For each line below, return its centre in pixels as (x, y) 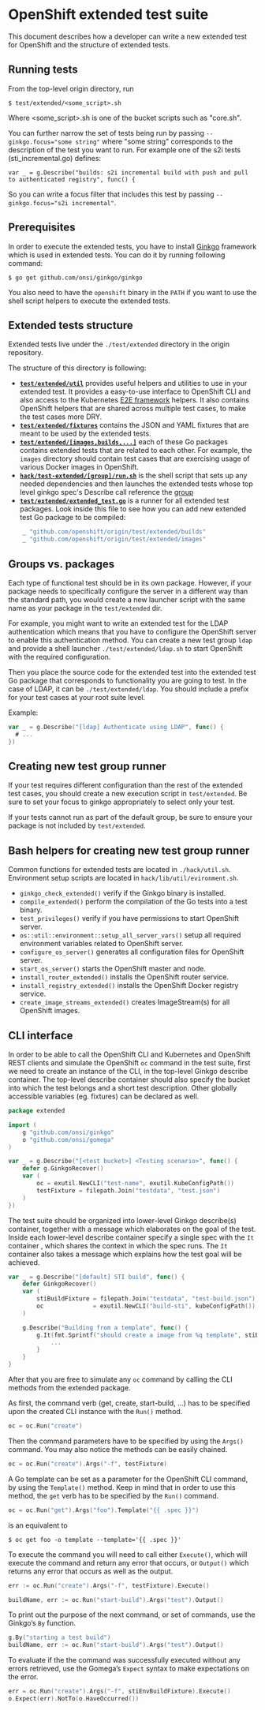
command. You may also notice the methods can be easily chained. (118, 1449)
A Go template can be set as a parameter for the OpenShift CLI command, (128, 1479)
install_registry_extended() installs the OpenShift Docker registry (129, 986)
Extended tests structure (71, 325)
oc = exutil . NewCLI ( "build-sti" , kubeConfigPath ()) (146, 1306)
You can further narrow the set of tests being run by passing (106, 133)
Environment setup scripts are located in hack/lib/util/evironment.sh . (123, 878)
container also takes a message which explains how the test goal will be (125, 1254)
